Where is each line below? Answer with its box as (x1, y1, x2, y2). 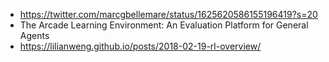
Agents (19, 30, 50, 41)
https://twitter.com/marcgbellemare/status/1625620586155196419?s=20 (19, 9, 318, 20)
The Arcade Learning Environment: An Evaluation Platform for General (19, 19, 309, 31)
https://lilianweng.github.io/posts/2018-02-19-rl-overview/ (19, 40, 262, 52)
